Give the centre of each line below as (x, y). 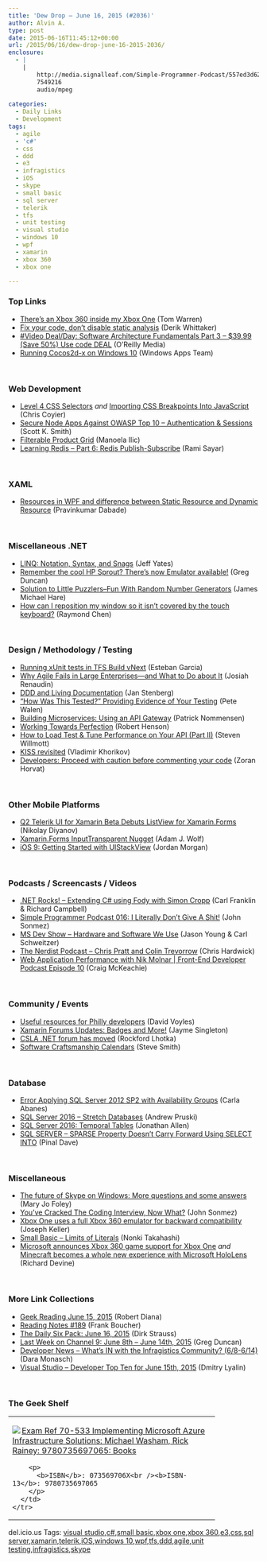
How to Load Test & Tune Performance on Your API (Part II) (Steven (130, 734)
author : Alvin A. (37, 23)
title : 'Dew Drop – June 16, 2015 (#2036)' (81, 16)
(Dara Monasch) (46, 1359)
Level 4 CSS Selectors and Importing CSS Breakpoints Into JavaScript (134, 405)
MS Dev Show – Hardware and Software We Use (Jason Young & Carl (133, 934)
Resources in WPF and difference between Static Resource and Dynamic (139, 502)
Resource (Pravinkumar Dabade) (73, 510)
